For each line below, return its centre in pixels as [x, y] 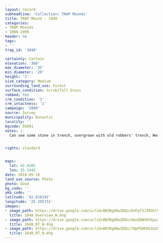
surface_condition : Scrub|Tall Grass [43, 90]
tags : [10, 41]
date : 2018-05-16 [23, 175]
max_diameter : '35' [25, 68]
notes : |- [15, 131]
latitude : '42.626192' [28, 197]
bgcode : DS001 [19, 126]
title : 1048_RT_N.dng [31, 233]
